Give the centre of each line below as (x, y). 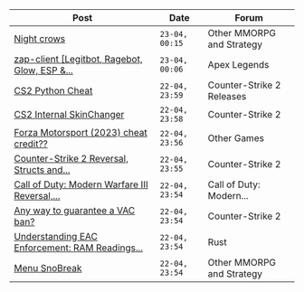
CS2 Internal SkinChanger (69, 114)
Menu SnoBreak (48, 268)
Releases (227, 96)
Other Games (236, 138)
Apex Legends (238, 65)
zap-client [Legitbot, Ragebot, (78, 59)
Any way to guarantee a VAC (75, 210)
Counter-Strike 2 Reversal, (71, 159)
